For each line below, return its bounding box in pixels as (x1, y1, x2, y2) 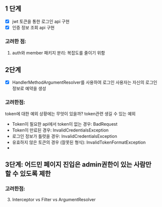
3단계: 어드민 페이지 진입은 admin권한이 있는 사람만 (5, 160, 152, 169)
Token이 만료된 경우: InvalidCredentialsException (12, 127, 109, 133)
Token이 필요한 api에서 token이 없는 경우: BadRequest (12, 121, 118, 127)
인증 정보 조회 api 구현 (12, 24, 55, 30)
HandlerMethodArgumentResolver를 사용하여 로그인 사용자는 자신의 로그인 (12, 79, 158, 85)
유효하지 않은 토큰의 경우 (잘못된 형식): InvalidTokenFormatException (12, 139, 146, 145)
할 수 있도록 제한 (5, 169, 51, 178)
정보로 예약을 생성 (12, 86, 46, 92)
